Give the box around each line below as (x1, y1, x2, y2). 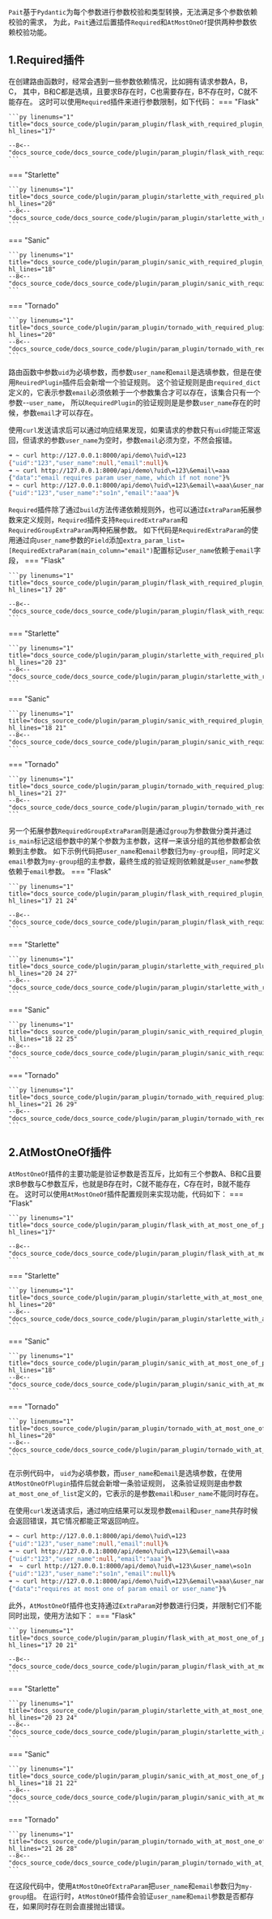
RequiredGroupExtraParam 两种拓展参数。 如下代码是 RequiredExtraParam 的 (8, 525, 252, 535)
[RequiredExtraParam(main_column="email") (8, 547, 154, 555)
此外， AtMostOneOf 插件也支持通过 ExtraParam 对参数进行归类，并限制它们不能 (8, 1600, 262, 1610)
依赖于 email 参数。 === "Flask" (8, 867, 112, 877)
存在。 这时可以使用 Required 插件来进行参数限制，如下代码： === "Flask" (15, 97, 259, 106)
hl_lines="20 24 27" (8, 969, 79, 978)
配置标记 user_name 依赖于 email (153, 546, 254, 555)
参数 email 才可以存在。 (22, 408, 98, 417)
